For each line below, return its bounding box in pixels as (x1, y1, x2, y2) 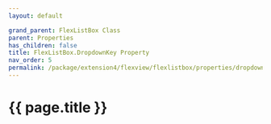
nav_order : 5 (8, 56, 52, 64)
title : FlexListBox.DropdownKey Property (8, 49, 150, 57)
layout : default (8, 11, 63, 20)
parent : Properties (8, 34, 74, 42)
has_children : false (8, 41, 78, 49)
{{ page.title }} (8, 98, 108, 117)
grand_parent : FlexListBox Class (8, 26, 121, 35)
